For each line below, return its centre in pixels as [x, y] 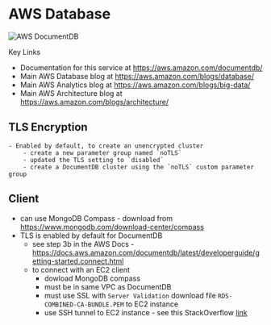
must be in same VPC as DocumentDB [108, 286]
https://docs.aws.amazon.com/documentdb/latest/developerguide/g [146, 252]
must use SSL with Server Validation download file [130, 295]
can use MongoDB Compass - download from [96, 218]
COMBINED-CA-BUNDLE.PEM [84, 304]
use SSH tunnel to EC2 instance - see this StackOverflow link [146, 312]
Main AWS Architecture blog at [71, 93]
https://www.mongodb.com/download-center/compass [112, 227]
